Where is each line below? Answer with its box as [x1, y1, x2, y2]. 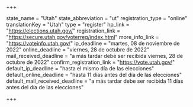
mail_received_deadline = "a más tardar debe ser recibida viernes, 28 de [6, 53, 184, 59]
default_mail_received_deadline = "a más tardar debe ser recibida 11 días [6, 77, 184, 85]
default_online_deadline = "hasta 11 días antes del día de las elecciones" [6, 72, 182, 78]
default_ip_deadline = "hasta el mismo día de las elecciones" [6, 65, 155, 72]
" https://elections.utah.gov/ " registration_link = [6, 27, 120, 34]
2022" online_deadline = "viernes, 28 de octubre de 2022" [6, 46, 150, 53]
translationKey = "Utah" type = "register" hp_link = [6, 21, 130, 28]
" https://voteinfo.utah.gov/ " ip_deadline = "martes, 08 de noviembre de [6, 40, 180, 47]
